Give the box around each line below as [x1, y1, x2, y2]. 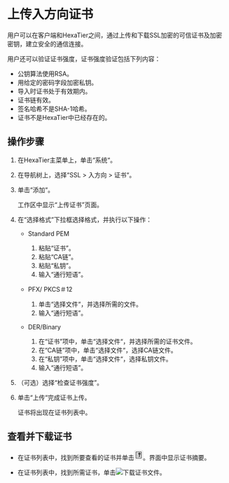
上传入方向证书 [7, 6, 94, 22]
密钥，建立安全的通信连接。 [7, 39, 88, 48]
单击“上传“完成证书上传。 [17, 393, 91, 402]
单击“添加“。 [17, 185, 55, 193]
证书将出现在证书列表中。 [17, 408, 92, 416]
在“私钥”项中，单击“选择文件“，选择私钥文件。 [38, 355, 173, 363]
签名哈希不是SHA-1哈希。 [17, 104, 91, 113]
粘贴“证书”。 [38, 243, 75, 252]
